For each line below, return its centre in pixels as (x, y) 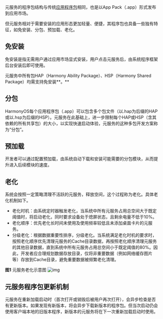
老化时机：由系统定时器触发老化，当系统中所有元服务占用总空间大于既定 (84, 211)
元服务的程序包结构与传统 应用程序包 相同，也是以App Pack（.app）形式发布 (81, 7)
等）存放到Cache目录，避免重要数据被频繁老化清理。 (65, 260)
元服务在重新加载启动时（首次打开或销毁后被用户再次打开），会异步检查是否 (81, 300)
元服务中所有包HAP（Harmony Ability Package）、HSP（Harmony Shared (78, 75)
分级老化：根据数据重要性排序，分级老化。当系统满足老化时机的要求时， (84, 235)
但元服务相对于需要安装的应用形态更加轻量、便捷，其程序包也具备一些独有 (79, 24)
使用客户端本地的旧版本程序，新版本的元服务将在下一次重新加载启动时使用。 (81, 312)
